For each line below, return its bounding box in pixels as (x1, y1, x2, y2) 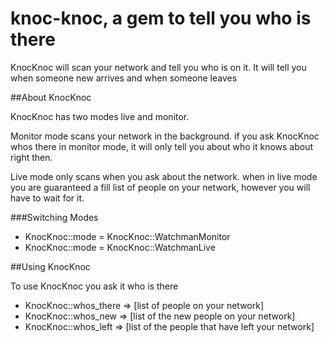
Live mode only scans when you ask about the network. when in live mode (10, 170, 318, 182)
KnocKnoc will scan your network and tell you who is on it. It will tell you (10, 61, 307, 73)
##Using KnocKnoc (10, 260, 91, 272)
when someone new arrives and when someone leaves (10, 72, 238, 84)
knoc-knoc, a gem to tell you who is (10, 7, 312, 30)
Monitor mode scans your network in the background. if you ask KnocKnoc (10, 130, 320, 142)
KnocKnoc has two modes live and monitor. (10, 110, 190, 122)
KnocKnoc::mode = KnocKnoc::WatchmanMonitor (24, 230, 231, 242)
